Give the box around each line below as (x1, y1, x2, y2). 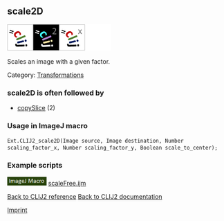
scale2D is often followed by (7, 88, 104, 98)
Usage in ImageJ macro (7, 121, 88, 131)
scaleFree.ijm (48, 179, 86, 187)
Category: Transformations (7, 71, 84, 79)
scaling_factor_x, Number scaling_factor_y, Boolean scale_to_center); (7, 145, 218, 152)
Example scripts (7, 161, 63, 170)
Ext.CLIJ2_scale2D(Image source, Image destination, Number (7, 138, 185, 145)
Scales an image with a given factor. (7, 57, 111, 65)
